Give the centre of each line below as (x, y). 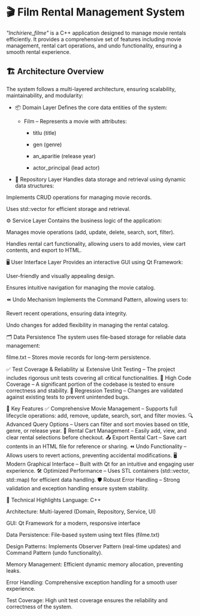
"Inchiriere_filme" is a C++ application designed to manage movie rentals (96, 33)
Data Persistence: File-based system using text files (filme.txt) (83, 535)
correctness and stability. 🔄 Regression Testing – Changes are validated (95, 390)
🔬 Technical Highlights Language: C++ (54, 500)
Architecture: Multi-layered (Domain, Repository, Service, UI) (81, 511)
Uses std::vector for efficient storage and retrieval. (68, 209)
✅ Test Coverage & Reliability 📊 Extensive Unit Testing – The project (91, 369)
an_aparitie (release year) (64, 156)
